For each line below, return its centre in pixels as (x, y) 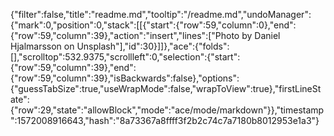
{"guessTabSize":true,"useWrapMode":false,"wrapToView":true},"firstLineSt (166, 88)
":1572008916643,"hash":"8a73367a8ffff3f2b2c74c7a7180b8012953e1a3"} (165, 120)
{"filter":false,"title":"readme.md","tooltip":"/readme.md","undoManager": (161, 14)
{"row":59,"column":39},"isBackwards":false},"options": (125, 78)
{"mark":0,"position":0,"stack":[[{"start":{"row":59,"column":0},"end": (153, 25)
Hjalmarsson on (42, 46)
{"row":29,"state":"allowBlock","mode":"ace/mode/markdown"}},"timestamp (167, 110)
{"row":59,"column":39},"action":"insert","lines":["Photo (125, 35)
